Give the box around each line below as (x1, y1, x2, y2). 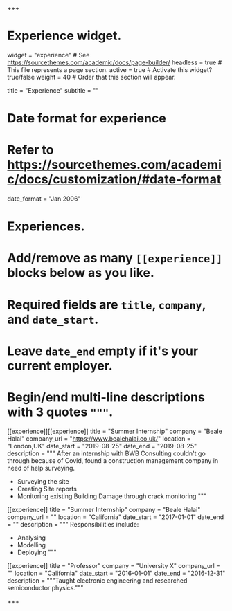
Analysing (17, 534, 46, 542)
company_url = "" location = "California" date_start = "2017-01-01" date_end (7, 513, 224, 521)
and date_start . (7, 311, 99, 327)
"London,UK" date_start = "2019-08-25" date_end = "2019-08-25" (7, 441, 197, 450)
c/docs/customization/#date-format (7, 172, 222, 188)
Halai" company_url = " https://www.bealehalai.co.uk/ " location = (7, 434, 192, 443)
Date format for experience (7, 111, 166, 127)
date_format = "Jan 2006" (7, 194, 81, 203)
